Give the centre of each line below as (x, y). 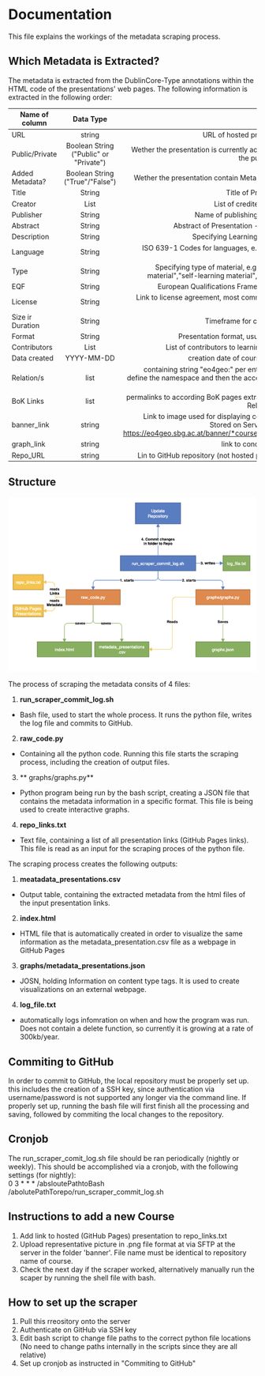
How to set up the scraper (73, 1302)
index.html (38, 918)
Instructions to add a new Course (91, 1217)
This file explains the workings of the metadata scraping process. (114, 36)
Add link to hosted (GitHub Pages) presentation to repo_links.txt (123, 1235)
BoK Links (28, 401)
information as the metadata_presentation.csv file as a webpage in (128, 942)
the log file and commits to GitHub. (76, 723)
